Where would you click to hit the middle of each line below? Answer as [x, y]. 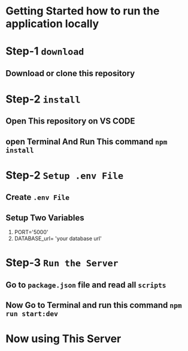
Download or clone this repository [70, 73]
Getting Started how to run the [83, 11]
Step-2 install [43, 99]
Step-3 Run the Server [62, 263]
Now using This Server [63, 339]
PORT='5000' [31, 232]
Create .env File [38, 197]
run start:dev [32, 314]
